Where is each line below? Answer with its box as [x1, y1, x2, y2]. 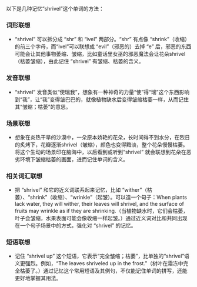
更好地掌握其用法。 [14, 275, 62, 282]
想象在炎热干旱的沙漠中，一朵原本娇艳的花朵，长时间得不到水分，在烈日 [14, 134, 190, 141]
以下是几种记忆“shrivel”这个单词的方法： [6, 5, 104, 12]
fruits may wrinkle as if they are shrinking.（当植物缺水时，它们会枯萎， [14, 208, 189, 215]
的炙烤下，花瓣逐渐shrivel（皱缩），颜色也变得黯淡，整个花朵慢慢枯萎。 [14, 141, 188, 148]
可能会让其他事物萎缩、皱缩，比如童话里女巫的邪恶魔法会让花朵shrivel [14, 51, 186, 58]
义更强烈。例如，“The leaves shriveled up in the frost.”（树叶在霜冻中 [14, 260, 183, 267]
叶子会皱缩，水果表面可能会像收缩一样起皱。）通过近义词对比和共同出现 [14, 215, 188, 222]
